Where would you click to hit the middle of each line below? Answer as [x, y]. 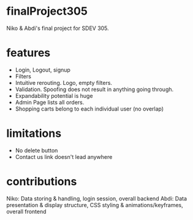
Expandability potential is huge [54, 95]
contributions [42, 182]
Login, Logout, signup [43, 70]
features [28, 53]
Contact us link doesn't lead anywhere [64, 156]
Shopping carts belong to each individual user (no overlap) [89, 109]
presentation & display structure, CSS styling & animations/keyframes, [95, 205]
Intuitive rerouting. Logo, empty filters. [63, 82]
